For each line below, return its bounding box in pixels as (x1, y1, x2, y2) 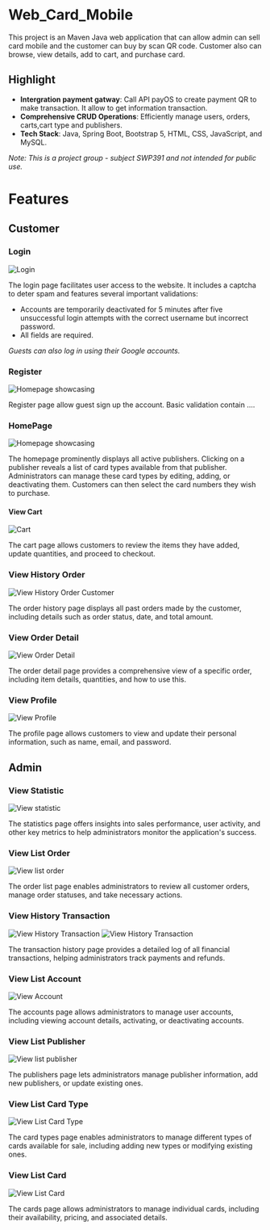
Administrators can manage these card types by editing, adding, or (8, 471, 231, 481)
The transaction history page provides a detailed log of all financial (8, 944, 231, 954)
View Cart (8, 506, 43, 516)
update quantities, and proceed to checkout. (8, 549, 156, 559)
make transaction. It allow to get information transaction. (19, 103, 208, 112)
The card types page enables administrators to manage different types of (8, 1132, 252, 1142)
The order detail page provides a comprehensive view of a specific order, (8, 666, 252, 676)
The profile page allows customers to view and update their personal (8, 728, 237, 738)
